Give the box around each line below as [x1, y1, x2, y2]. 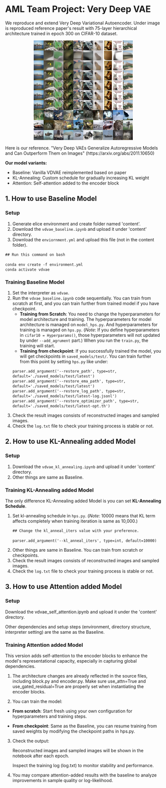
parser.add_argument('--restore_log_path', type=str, [12, 389, 126, 394]
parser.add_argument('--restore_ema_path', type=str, [12, 379, 126, 384]
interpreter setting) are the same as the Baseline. [5, 629, 105, 635]
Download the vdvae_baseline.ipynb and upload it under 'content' [12, 226, 147, 232]
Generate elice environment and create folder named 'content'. [12, 220, 141, 227]
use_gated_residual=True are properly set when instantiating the [12, 683, 144, 689]
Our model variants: [5, 160, 47, 166]
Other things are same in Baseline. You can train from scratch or [12, 547, 144, 553]
